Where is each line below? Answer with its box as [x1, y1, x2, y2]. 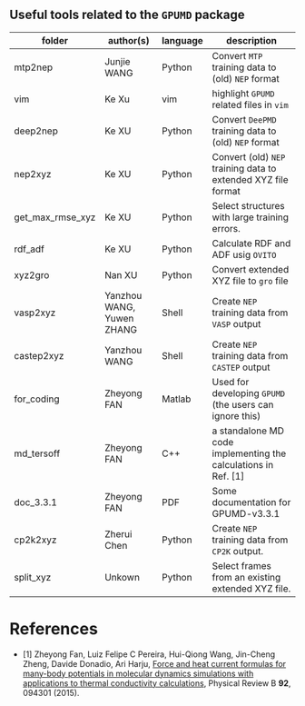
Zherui [103, 527, 133, 540]
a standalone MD [212, 424, 284, 437]
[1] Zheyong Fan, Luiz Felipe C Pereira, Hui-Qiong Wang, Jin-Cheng [22, 649, 276, 660]
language [162, 34, 204, 46]
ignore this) [212, 409, 261, 422]
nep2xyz [14, 167, 52, 180]
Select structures [212, 199, 286, 212]
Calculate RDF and [212, 236, 291, 249]
